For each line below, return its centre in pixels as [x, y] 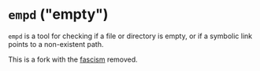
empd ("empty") [58, 14]
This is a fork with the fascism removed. [73, 59]
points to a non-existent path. [56, 44]
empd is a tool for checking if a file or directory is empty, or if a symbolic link [130, 36]
